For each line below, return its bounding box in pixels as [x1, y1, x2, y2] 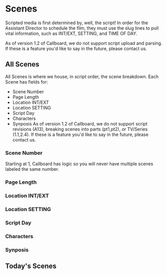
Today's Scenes [5, 261, 57, 270]
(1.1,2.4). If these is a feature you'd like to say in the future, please [12, 131, 149, 137]
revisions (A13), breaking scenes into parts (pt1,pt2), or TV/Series [12, 126, 148, 132]
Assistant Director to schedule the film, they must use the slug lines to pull [5, 25, 159, 31]
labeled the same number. [5, 166, 59, 172]
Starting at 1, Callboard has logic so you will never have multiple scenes [5, 161, 153, 167]
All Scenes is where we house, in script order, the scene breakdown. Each [5, 74, 159, 80]
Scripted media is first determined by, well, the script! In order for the [5, 20, 148, 26]
